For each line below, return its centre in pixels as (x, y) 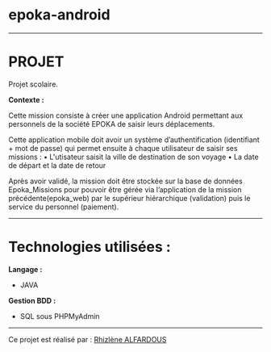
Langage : (25, 269)
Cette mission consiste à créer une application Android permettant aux (126, 115)
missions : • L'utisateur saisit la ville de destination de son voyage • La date (134, 157)
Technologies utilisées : (90, 247)
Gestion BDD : (32, 300)
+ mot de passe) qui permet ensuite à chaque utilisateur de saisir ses (123, 148)
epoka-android (59, 15)
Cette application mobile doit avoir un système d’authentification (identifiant (134, 140)
